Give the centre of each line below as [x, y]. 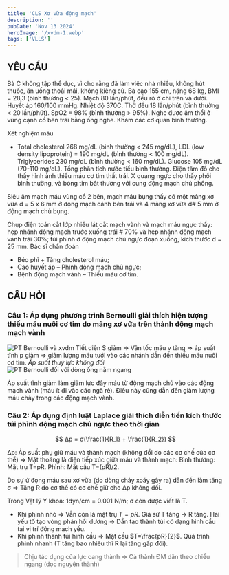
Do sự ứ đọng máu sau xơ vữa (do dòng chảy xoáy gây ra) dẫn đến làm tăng [115, 480]
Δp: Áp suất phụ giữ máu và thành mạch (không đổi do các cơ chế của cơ [111, 452]
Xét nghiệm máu [30, 133]
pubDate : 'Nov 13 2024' [41, 26]
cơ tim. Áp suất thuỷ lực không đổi [56, 362]
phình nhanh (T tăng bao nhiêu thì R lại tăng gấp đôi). [92, 543]
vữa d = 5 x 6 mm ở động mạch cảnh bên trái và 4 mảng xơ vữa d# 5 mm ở [113, 204]
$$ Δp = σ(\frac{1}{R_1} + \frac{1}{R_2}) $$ [116, 439]
